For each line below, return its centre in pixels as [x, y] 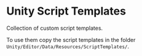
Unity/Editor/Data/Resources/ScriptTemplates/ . [68, 46]
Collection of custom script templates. [55, 28]
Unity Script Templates [66, 11]
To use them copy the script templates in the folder [71, 40]
